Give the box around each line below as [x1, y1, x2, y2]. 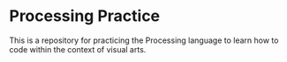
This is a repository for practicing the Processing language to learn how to [9, 35, 279, 45]
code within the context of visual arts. [9, 44, 147, 54]
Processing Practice [9, 6, 161, 26]
